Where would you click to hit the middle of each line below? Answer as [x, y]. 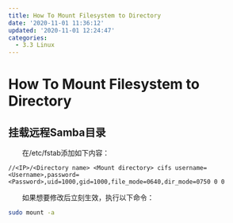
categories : [28, 38]
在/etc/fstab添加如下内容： [66, 153]
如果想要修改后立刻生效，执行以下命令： [88, 198]
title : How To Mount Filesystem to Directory [84, 15]
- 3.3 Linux [35, 45]
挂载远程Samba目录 [57, 132]
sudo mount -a [32, 213]
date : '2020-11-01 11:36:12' [56, 23]
